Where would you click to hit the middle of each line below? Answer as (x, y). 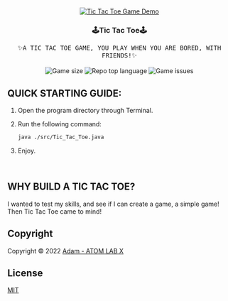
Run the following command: (59, 124)
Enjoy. (27, 150)
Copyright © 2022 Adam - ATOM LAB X (66, 251)
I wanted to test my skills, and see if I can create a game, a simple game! (114, 204)
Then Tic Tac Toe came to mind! (54, 211)
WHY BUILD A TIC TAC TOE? (71, 187)
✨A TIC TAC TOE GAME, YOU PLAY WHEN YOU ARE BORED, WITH (119, 48)
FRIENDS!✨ (119, 56)
